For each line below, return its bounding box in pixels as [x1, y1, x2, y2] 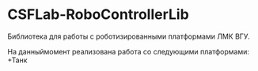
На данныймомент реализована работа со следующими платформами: [7, 47, 250, 56]
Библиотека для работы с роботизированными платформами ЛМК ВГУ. [7, 32, 250, 41]
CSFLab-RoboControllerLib [7, 6, 189, 24]
